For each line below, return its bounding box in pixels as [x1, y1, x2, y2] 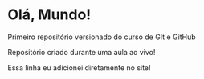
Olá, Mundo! [7, 6, 92, 24]
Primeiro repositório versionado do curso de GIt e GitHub [7, 32, 196, 41]
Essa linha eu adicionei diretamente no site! [7, 62, 151, 73]
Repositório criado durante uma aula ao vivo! [7, 47, 156, 57]
